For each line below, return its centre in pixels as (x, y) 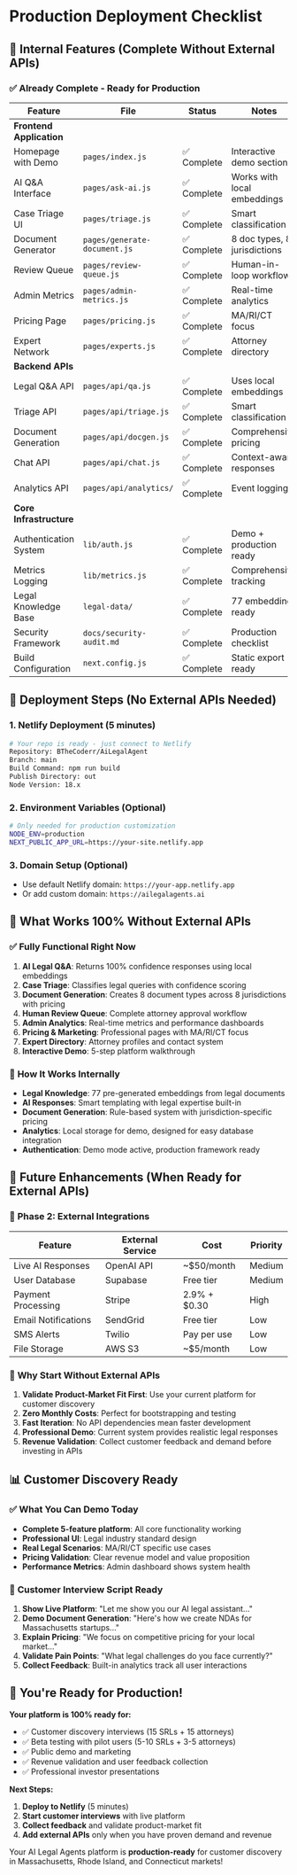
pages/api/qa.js (117, 386)
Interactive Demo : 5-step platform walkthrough (109, 1051)
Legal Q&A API (44, 385)
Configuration (42, 668)
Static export (258, 657)
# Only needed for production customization (92, 826)
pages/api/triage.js (126, 411)
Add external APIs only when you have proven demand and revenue (147, 1834)
